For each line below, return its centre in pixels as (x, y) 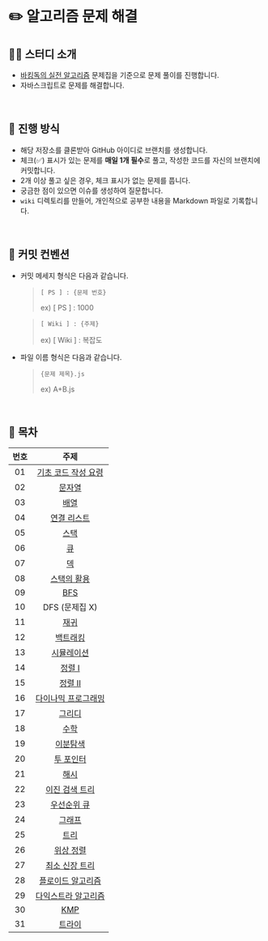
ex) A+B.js (57, 389)
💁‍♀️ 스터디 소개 (43, 54)
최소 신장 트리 (70, 866)
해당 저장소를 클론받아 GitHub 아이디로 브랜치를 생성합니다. (114, 150)
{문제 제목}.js (62, 374)
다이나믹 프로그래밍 (70, 699)
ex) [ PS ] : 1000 (67, 307)
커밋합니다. (38, 170)
